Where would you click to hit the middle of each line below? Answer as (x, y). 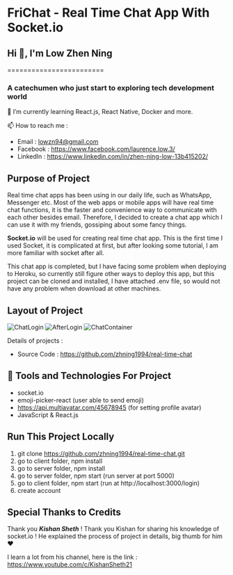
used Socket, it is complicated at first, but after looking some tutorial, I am (113, 245)
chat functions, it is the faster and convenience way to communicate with (112, 210)
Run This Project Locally (61, 437)
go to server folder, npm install (61, 468)
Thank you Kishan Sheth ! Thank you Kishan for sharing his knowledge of (113, 529)
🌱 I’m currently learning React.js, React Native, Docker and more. (100, 112)
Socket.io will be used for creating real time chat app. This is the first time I (115, 238)
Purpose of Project (49, 178)
